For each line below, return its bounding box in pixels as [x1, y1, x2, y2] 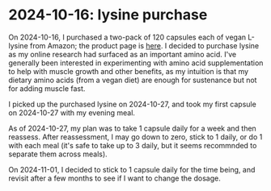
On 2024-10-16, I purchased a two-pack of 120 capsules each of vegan [8, 32, 247, 42]
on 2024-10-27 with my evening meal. [8, 107, 136, 118]
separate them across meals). [8, 149, 108, 159]
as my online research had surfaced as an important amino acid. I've [8, 49, 237, 59]
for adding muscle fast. [8, 83, 86, 93]
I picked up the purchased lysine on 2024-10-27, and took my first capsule [8, 99, 256, 109]
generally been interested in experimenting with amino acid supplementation [8, 58, 264, 68]
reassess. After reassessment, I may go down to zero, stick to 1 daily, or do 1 [8, 131, 263, 142]
